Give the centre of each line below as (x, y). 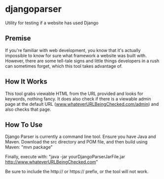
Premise (18, 38)
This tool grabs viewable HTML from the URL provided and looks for (74, 93)
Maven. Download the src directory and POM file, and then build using (76, 142)
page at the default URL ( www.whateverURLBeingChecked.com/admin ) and (82, 104)
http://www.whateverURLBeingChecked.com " (52, 162)
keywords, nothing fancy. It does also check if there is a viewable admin (78, 99)
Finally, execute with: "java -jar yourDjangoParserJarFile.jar (65, 157)
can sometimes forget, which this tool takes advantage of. (64, 66)
